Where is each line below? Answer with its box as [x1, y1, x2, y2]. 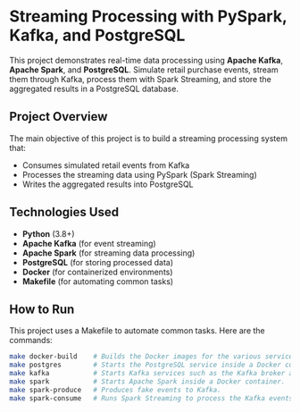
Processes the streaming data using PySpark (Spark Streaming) [21, 169, 257, 180]
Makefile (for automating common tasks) [21, 275, 174, 287]
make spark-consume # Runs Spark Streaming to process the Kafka [9, 393, 266, 403]
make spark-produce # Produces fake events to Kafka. [9, 385, 221, 394]
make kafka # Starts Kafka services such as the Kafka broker [9, 369, 286, 378]
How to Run [9, 301, 75, 316]
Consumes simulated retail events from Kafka [21, 159, 190, 171]
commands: [9, 335, 54, 346]
